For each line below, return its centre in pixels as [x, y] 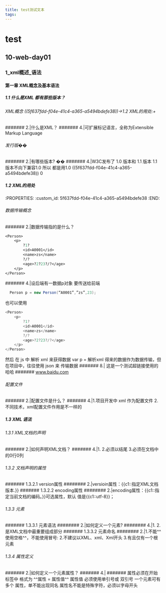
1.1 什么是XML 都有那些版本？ [35, 98]
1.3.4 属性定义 [19, 556]
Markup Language [24, 133]
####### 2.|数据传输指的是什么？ [40, 227]
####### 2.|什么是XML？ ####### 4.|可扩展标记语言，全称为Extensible [79, 128]
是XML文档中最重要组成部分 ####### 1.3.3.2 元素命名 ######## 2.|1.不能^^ [83, 532]
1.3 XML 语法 [19, 419]
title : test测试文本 [25, 10]
